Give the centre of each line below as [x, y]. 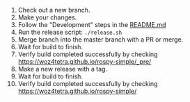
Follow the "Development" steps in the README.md [92, 25]
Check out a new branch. [54, 10]
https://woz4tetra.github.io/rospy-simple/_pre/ [85, 61]
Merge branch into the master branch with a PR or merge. [101, 40]
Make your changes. [47, 17]
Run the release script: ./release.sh [70, 32]
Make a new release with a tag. [62, 69]
